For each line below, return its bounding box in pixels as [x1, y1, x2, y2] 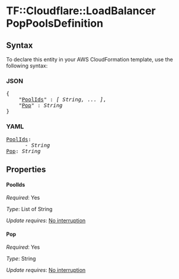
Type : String [6, 255, 36, 262]
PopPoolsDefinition [6, 17, 104, 30]
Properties [6, 164, 46, 174]
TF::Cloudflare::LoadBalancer [6, 4, 156, 18]
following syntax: [6, 62, 48, 69]
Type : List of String [6, 206, 53, 213]
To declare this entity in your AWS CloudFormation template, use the [6, 56, 173, 63]
